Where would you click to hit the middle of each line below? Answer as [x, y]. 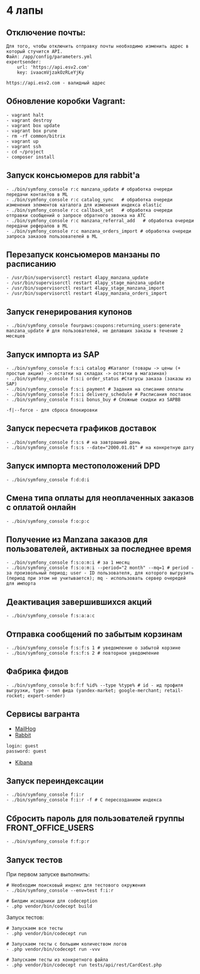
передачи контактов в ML [37, 194]
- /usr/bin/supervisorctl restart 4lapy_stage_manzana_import [85, 288]
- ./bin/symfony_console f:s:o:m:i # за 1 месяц [68, 563]
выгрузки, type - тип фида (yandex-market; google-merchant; [84, 690]
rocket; [16, 695]
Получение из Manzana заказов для [77, 539]
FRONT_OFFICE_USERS [50, 828]
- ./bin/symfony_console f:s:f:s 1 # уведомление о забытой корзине [93, 648]
